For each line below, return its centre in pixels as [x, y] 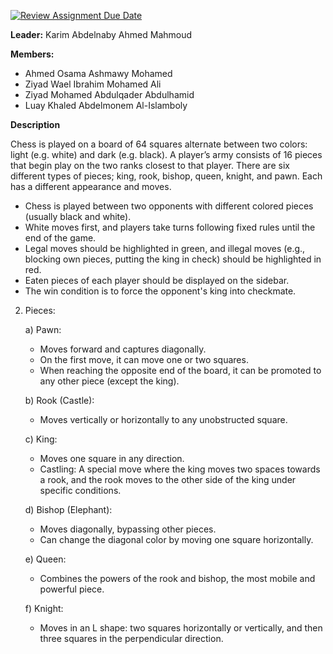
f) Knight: [44, 608]
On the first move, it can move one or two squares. [144, 359]
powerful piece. [72, 589]
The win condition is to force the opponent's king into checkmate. [160, 291]
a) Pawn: [43, 329]
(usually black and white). [78, 216]
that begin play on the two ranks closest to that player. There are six [150, 165]
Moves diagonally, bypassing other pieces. [128, 529]
